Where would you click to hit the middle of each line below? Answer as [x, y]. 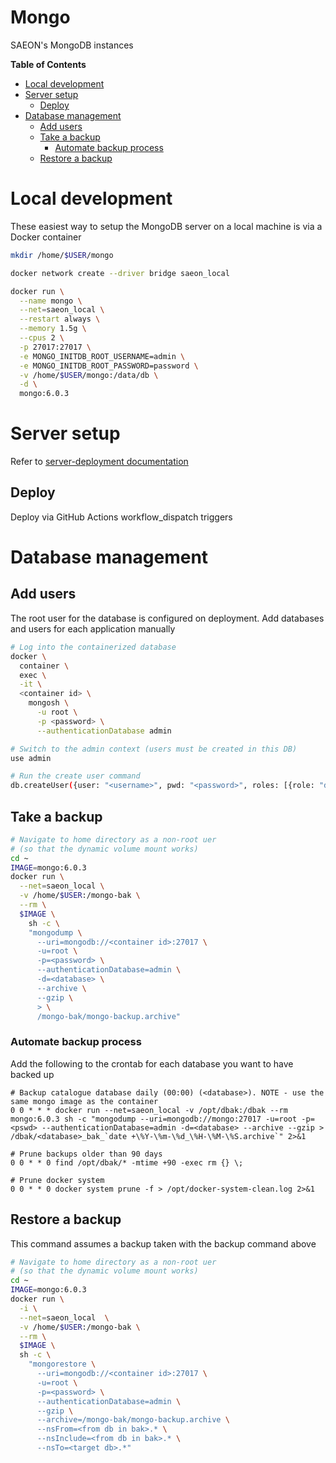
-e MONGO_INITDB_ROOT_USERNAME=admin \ [102, 356]
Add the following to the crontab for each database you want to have [152, 1063]
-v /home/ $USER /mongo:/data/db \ [89, 375]
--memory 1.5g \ [53, 329]
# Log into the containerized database [93, 647]
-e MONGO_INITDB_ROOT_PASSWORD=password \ [109, 366]
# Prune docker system [57, 1180]
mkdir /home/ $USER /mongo [62, 255]
